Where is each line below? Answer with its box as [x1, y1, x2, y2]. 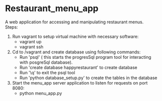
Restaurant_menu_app [5, 3, 99, 14]
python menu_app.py [19, 90, 62, 96]
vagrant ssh [19, 44, 44, 50]
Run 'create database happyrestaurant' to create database [19, 64, 138, 70]
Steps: [5, 24, 18, 30]
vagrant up [19, 38, 42, 44]
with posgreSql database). [19, 59, 73, 65]
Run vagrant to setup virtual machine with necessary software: [12, 34, 139, 39]
